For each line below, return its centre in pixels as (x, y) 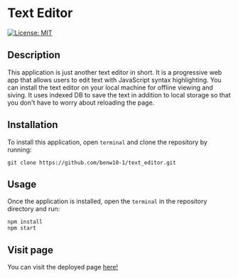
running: (20, 149)
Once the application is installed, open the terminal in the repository (107, 201)
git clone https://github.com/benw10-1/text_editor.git (92, 162)
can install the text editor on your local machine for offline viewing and (110, 87)
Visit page (30, 250)
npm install (25, 222)
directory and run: (34, 209)
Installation (33, 125)
